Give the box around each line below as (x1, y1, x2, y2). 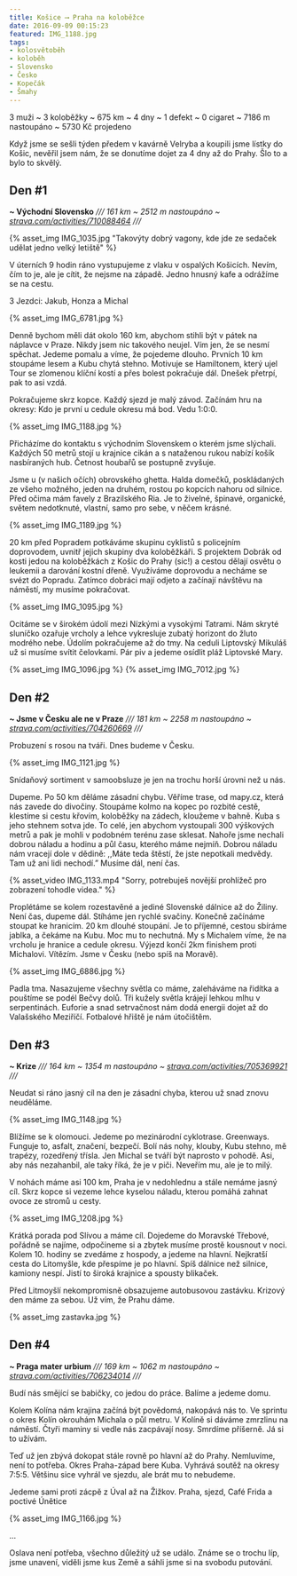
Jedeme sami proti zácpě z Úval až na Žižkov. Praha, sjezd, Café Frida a (9, 1486, 273, 1497)
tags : (9, 37, 29, 47)
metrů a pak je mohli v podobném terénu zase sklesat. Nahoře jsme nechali (9, 829, 285, 840)
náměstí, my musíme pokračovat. (9, 584, 130, 595)
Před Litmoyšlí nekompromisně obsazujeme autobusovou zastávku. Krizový (9, 1285, 285, 1295)
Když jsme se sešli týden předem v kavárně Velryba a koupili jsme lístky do (9, 139, 284, 149)
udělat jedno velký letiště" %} (9, 242, 117, 253)
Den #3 (9, 1037, 51, 1052)
